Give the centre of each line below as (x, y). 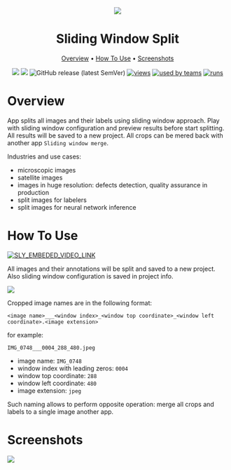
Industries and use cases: (44, 156)
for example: (26, 335)
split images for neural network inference (77, 207)
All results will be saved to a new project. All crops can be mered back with (115, 135)
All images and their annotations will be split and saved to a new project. (111, 269)
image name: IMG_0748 (49, 361)
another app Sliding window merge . (58, 142)
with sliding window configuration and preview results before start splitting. (116, 128)
